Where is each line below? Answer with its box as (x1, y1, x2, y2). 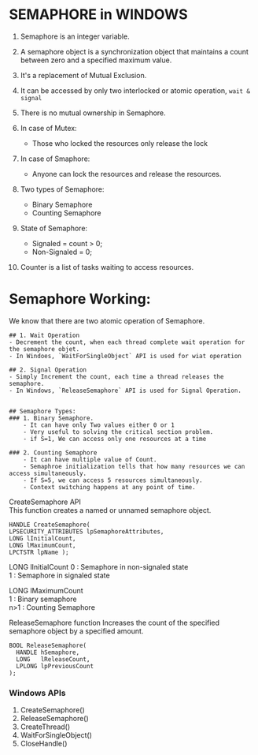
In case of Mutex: (20, 123, 77, 133)
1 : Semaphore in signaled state (9, 570, 110, 580)
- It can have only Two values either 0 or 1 (23, 420, 175, 429)
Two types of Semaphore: (20, 184, 105, 194)
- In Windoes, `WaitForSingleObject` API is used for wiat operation (9, 352, 242, 360)
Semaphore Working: (9, 290, 152, 308)
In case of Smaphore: (20, 154, 90, 163)
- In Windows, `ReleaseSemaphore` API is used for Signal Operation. (9, 387, 242, 394)
